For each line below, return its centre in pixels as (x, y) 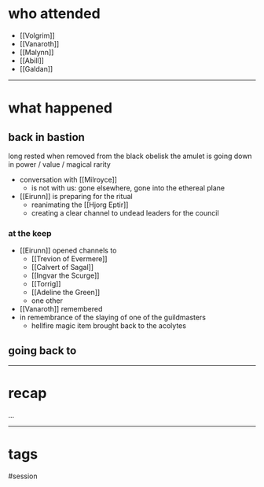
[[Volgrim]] (37, 35)
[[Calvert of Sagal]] (62, 267)
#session (23, 476)
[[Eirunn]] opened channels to (68, 251)
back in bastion (46, 137)
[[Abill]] (32, 61)
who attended (54, 14)
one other (47, 301)
